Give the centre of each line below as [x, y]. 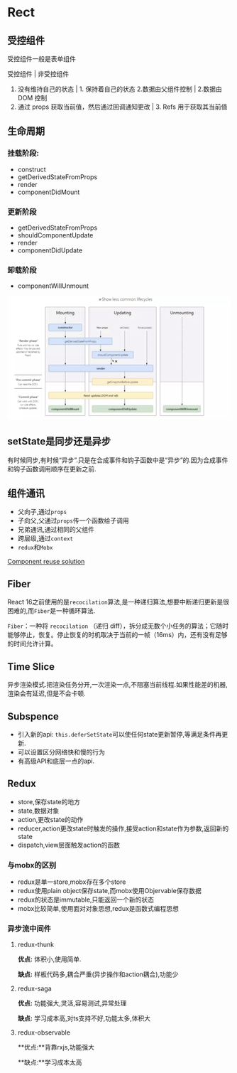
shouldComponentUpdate [55, 235]
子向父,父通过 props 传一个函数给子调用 [73, 521]
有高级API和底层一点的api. [56, 761]
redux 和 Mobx [35, 548]
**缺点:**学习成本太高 [50, 1062]
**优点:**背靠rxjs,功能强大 [56, 1047]
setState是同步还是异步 [59, 442]
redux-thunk [36, 945]
